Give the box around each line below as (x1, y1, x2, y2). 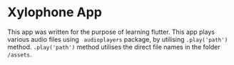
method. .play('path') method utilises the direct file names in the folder (7, 42, 221, 51)
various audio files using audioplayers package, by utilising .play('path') (7, 35, 228, 43)
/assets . (7, 50, 32, 59)
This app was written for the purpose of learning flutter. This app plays (7, 28, 215, 36)
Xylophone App (7, 4, 102, 20)
